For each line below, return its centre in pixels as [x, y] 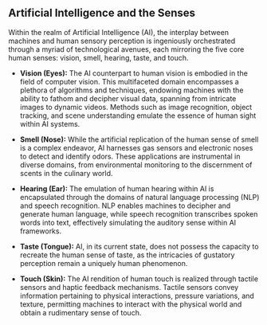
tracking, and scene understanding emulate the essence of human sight [138, 116]
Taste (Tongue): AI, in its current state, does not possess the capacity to [139, 246]
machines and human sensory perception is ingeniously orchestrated [122, 41]
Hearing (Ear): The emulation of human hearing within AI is [117, 188]
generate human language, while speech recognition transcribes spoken [139, 213]
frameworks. [41, 231]
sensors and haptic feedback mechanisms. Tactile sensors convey [129, 287]
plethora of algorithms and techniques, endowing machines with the [132, 90]
